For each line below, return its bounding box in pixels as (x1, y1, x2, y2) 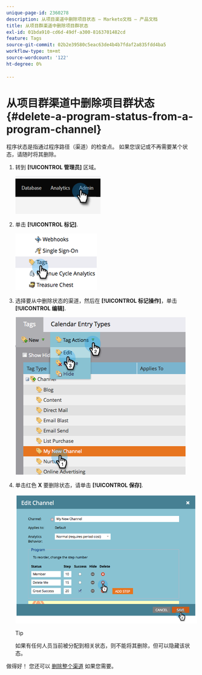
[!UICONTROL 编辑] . (15, 305, 67, 312)
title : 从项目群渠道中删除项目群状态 (6, 22, 89, 29)
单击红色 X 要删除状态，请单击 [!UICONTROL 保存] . (15, 481, 143, 489)
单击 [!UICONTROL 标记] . (15, 221, 79, 228)
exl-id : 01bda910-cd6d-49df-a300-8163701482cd (6, 29, 126, 35)
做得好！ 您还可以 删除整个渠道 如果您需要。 (6, 662, 117, 670)
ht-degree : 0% (6, 61, 42, 67)
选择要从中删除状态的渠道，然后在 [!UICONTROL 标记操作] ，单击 (15, 297, 177, 305)
